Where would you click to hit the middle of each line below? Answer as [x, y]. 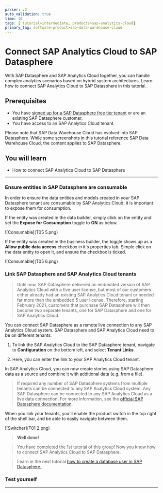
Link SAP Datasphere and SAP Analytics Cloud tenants [71, 274]
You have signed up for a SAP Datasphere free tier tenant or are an [79, 113]
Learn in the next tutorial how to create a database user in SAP [79, 462]
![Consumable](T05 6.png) [32, 261]
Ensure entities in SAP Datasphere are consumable [66, 187]
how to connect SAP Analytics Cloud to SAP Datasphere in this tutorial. [76, 86]
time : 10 [14, 18]
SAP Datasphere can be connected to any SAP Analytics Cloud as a [84, 394]
